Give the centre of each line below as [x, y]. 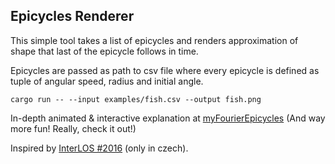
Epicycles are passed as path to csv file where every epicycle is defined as [165, 70]
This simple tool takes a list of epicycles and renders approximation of [154, 40]
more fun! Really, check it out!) [73, 128]
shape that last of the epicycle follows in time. [104, 51]
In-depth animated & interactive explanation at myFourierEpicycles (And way [168, 118]
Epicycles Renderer [72, 16]
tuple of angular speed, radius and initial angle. [107, 81]
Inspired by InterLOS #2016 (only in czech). [99, 148]
